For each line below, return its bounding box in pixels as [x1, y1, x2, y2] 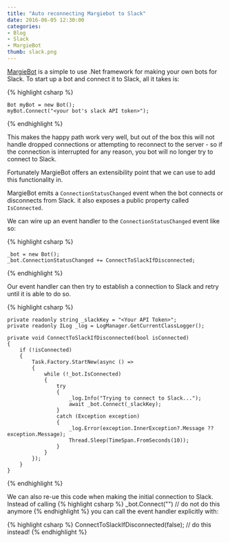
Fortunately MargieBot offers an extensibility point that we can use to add [7, 168, 216, 176]
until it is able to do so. [7, 289, 71, 298]
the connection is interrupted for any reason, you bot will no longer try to [7, 147, 213, 156]
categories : [7, 23, 41, 30]
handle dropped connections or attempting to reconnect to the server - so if [7, 140, 222, 148]
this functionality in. [7, 175, 63, 183]
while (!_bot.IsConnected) [43, 370, 122, 378]
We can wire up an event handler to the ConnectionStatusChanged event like [7, 216, 220, 225]
